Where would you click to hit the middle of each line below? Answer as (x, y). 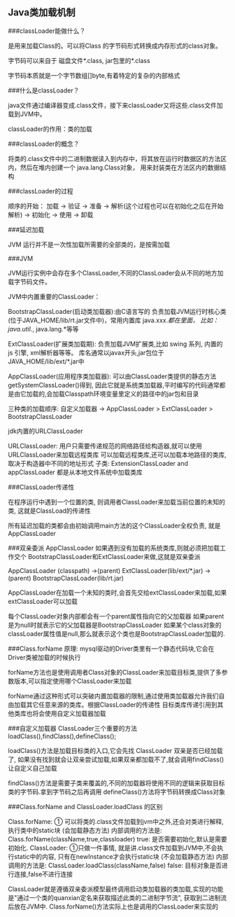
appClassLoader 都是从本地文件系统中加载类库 (75, 472)
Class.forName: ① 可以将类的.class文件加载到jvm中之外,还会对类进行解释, (116, 821)
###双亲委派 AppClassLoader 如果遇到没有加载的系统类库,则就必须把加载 (114, 548)
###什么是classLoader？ (44, 90)
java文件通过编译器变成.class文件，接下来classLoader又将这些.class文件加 (115, 105)
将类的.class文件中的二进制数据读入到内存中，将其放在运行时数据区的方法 (114, 158)
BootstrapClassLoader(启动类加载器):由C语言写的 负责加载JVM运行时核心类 (117, 311)
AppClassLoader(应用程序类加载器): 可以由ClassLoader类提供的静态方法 (112, 376)
